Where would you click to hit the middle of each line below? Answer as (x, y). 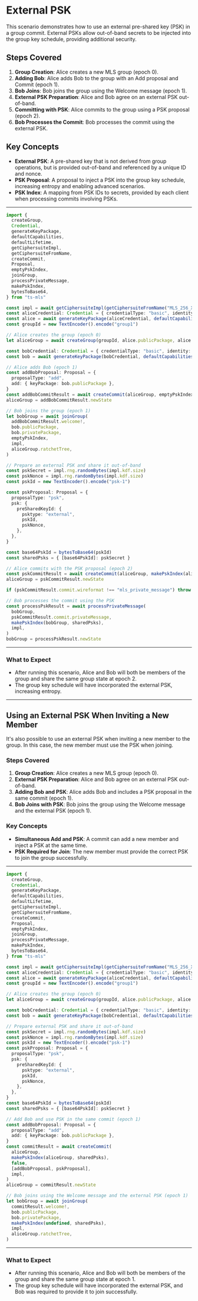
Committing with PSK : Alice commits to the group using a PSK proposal (102, 109)
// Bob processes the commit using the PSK (60, 601)
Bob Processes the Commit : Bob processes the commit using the (95, 122)
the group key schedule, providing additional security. (71, 39)
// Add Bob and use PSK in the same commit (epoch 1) (74, 1119)
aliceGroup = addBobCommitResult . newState (59, 400)
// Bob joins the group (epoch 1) (49, 410)
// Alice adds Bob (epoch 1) (42, 367)
